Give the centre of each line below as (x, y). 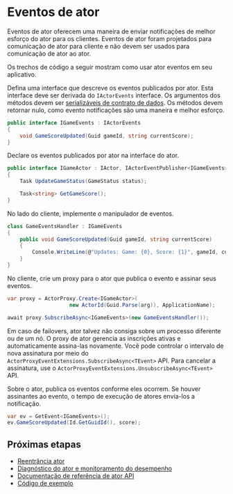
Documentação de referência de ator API (76, 476)
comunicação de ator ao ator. (49, 54)
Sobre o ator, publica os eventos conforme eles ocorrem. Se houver (104, 389)
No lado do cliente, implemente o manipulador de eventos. (90, 214)
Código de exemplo (45, 484)
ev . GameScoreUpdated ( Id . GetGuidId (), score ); (74, 423)
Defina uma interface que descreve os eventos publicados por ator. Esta (110, 88)
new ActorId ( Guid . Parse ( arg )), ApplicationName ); (142, 305)
